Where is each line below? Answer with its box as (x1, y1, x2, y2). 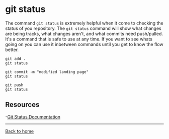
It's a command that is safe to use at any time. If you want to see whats (5, 36, 152, 42)
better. (5, 46, 19, 52)
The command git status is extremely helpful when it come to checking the (5, 20, 163, 26)
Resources (5, 100, 40, 109)
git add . (5, 56, 26, 61)
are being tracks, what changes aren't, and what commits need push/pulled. (5, 30, 163, 36)
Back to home (5, 128, 34, 134)
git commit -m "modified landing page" (5, 69, 89, 74)
